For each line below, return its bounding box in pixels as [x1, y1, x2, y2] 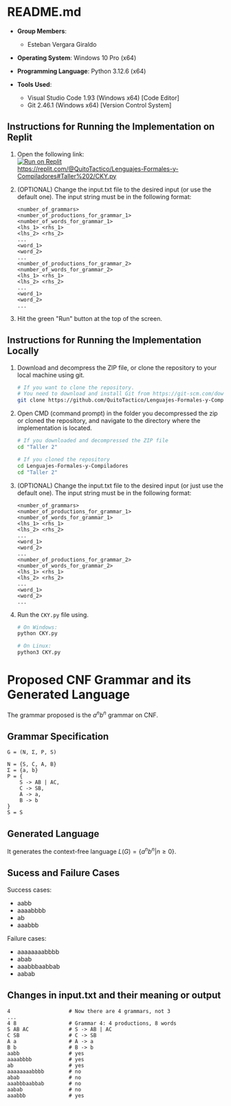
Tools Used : [16, 80, 52, 88]
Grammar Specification [7, 731, 109, 742]
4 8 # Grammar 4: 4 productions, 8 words [7, 1020, 177, 1027]
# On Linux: [16, 643, 52, 649]
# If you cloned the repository [16, 456, 110, 463]
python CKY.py [16, 630, 58, 637]
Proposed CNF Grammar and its [7, 672, 191, 688]
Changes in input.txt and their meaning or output [7, 990, 221, 1001]
